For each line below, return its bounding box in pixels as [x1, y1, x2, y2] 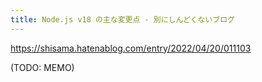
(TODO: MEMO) [10, 61, 75, 73]
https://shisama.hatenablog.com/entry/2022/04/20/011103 [10, 42, 252, 54]
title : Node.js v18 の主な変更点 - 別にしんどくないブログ [10, 14, 235, 25]
